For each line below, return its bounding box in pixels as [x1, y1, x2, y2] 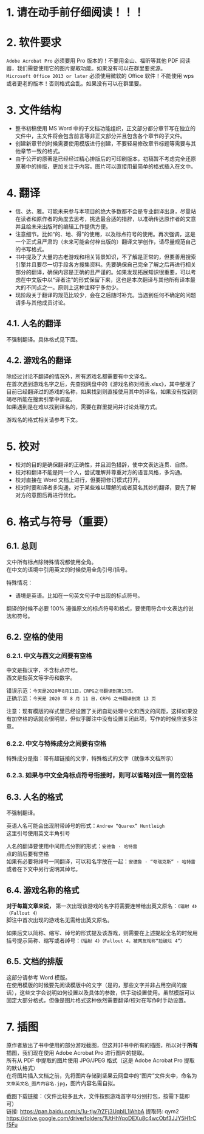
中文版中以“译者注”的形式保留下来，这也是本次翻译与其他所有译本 [25, 276, 191, 283]
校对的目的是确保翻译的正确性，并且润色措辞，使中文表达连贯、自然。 [15, 461, 191, 468]
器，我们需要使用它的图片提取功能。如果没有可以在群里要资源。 [6, 65, 166, 72]
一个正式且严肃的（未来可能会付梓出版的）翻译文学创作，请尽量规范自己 [15, 238, 196, 245]
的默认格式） [6, 1064, 38, 1071]
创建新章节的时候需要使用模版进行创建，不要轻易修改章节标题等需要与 [15, 140, 191, 147]
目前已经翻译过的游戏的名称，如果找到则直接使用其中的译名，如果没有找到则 [6, 388, 198, 395]
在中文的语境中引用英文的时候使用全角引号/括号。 [6, 565, 131, 573]
